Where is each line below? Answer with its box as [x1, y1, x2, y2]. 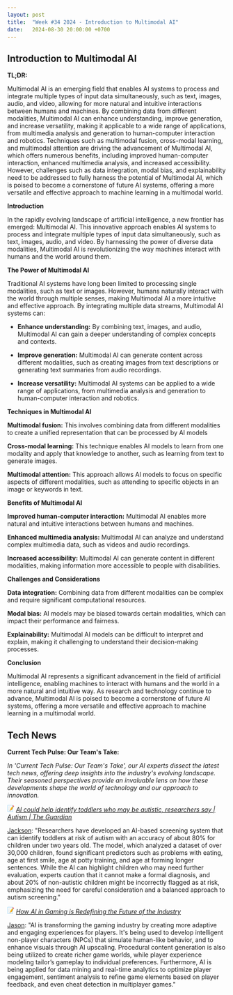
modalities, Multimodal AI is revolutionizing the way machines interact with [7, 245, 220, 254]
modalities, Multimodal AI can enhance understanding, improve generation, [7, 114, 223, 123]
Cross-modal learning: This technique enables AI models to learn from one [7, 442, 224, 450]
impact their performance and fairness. [7, 617, 120, 625]
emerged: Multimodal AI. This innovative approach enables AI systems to [7, 223, 217, 231]
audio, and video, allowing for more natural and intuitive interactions [7, 100, 202, 108]
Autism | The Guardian [7, 813, 72, 821]
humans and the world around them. [7, 252, 111, 261]
